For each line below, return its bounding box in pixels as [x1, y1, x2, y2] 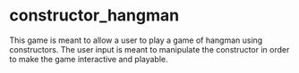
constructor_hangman [9, 5, 180, 26]
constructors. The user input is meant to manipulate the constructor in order [9, 44, 290, 54]
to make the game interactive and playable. [9, 53, 168, 64]
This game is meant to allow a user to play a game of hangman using [9, 35, 263, 45]
